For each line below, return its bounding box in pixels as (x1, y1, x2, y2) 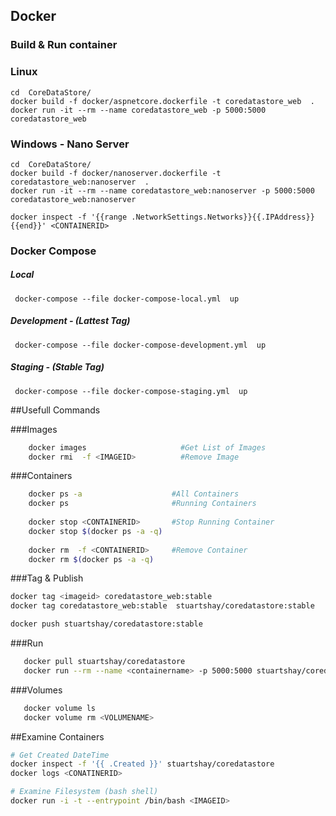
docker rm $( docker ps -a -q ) (28, 554, 155, 564)
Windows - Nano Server (10, 137, 130, 151)
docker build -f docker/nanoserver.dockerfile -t (10, 168, 222, 178)
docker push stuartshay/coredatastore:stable (10, 619, 203, 629)
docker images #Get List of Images (28, 442, 267, 453)
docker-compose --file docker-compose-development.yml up (14, 340, 267, 350)
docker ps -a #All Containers (28, 489, 240, 499)
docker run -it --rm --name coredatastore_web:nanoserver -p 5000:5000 (10, 185, 315, 196)
